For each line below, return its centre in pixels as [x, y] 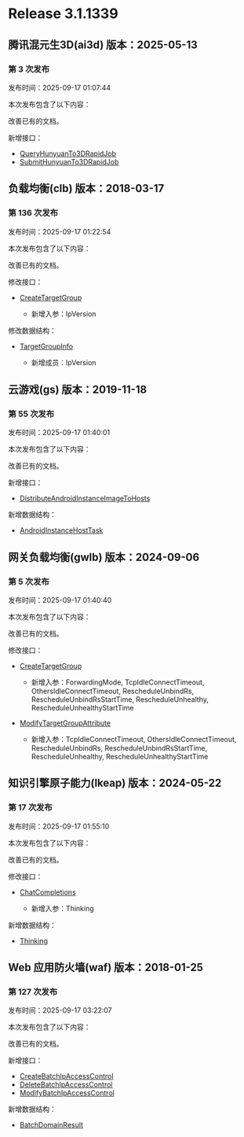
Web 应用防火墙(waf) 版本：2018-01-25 [106, 967]
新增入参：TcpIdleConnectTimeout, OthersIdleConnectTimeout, [134, 739]
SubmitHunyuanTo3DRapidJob [69, 161]
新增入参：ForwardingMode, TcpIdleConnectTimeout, [118, 682]
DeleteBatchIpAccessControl [66, 1085]
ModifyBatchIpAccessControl [67, 1093]
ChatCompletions [47, 892]
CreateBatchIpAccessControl [66, 1076]
